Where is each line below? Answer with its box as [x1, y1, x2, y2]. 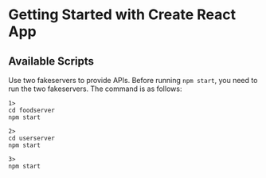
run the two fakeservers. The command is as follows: [8, 84, 182, 93]
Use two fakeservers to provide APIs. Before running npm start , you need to [8, 76, 258, 85]
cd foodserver [8, 106, 56, 114]
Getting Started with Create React [8, 6, 237, 24]
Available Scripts [8, 54, 94, 68]
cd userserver [8, 134, 56, 142]
